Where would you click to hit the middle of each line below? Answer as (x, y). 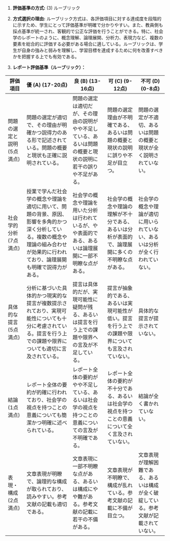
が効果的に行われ (47, 252)
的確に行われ (52, 392)
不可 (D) (151, 81)
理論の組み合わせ (47, 244)
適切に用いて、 (44, 207)
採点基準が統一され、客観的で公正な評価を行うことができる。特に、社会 (88, 31)
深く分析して (42, 229)
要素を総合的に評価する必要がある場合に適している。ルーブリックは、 (86, 44)
